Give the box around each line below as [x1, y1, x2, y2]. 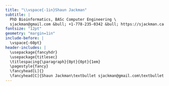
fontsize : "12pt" [5, 26, 42, 31]
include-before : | [5, 36, 44, 41]
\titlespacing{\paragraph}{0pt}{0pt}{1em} [10, 59, 101, 64]
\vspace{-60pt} [10, 40, 42, 46]
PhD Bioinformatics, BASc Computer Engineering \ [10, 17, 116, 22]
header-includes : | [5, 45, 47, 50]
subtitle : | [5, 12, 30, 17]
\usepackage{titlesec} [10, 54, 58, 60]
